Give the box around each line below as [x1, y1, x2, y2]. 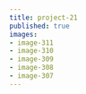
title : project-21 [9, 13, 78, 22]
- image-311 [9, 38, 54, 47]
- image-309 [9, 55, 54, 64]
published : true [9, 21, 70, 30]
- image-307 [9, 72, 54, 81]
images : [9, 30, 39, 38]
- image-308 [9, 64, 54, 73]
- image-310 [9, 47, 54, 56]
